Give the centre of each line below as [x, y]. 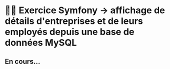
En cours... [23, 61]
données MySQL [41, 43]
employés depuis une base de [70, 32]
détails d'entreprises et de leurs [74, 21]
